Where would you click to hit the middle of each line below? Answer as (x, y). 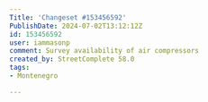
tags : (19, 68)
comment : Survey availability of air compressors (104, 51)
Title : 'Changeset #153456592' (68, 17)
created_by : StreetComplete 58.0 (72, 59)
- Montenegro (34, 76)
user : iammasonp (40, 42)
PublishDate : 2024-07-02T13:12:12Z (76, 26)
